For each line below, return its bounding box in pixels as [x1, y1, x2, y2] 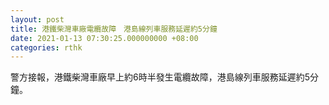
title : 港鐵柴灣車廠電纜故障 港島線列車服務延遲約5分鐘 [10, 24, 218, 34]
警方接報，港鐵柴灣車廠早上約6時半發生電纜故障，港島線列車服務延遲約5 [10, 71, 310, 83]
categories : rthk [10, 42, 83, 53]
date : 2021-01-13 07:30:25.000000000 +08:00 [10, 33, 199, 43]
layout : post [10, 14, 65, 25]
